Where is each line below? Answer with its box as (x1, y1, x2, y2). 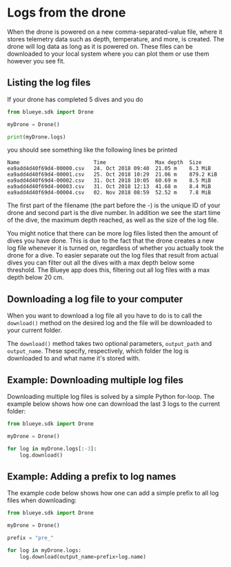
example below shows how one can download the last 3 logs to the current (7, 400, 221, 408)
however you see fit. (7, 56, 66, 65)
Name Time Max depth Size (7, 159, 202, 166)
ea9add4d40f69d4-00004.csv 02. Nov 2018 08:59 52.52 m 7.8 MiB (7, 189, 212, 196)
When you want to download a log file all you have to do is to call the (7, 311, 202, 320)
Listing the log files (7, 77, 91, 89)
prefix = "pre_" (7, 535, 54, 542)
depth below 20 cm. (7, 274, 64, 282)
